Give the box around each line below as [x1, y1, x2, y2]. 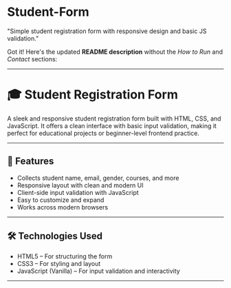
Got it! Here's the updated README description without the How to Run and [7, 48, 223, 56]
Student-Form [7, 4, 89, 20]
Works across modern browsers [16, 203, 109, 211]
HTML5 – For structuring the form [16, 252, 113, 260]
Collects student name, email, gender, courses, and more [16, 174, 179, 182]
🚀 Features [7, 156, 54, 167]
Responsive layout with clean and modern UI [16, 181, 144, 189]
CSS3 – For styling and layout [16, 259, 101, 267]
